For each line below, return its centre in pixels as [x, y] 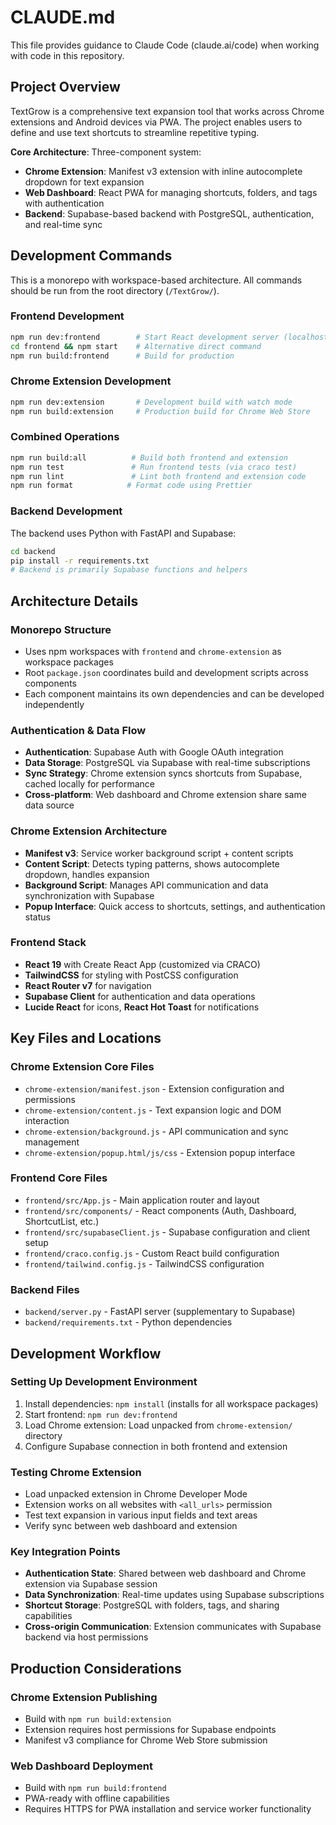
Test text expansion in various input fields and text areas [141, 1515]
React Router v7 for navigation [88, 985]
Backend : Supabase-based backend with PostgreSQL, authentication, [169, 213]
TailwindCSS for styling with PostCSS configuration [131, 975]
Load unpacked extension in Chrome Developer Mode [136, 1494]
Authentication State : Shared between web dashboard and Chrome [165, 1573]
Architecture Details [74, 601]
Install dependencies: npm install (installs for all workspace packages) [171, 1403]
